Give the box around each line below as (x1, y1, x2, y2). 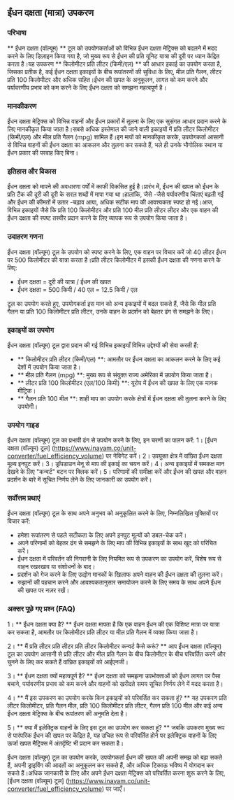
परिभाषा (7, 28, 27, 38)
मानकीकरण (7, 101, 37, 111)
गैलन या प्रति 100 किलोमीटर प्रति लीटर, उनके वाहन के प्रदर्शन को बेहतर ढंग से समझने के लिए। (7, 307, 214, 316)
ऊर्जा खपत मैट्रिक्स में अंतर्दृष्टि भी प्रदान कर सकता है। (7, 739, 124, 748)
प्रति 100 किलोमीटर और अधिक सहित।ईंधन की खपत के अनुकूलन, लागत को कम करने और (7, 75, 208, 84)
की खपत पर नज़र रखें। (17, 586, 70, 595)
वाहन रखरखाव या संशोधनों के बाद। (17, 563, 96, 571)
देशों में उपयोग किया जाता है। (17, 363, 81, 371)
